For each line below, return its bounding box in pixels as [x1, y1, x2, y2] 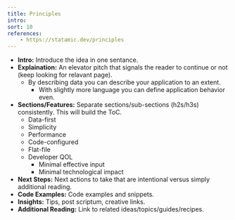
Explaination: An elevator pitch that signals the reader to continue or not [17, 63, 228, 72]
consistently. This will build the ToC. [17, 108, 122, 117]
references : [7, 30, 42, 37]
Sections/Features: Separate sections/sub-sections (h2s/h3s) [17, 101, 199, 109]
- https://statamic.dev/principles [20, 37, 125, 44]
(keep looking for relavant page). [17, 71, 113, 79]
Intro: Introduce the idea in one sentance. [17, 56, 139, 64]
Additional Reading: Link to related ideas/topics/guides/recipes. [17, 205, 204, 214]
